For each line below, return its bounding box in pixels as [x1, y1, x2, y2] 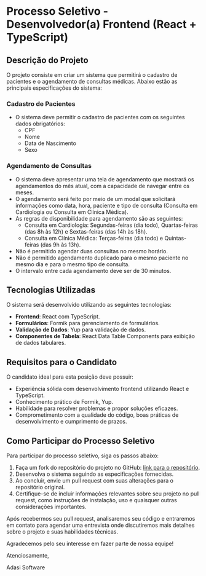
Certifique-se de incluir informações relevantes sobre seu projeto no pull [15, 490, 200, 497]
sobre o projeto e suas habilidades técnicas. [6, 528, 119, 535]
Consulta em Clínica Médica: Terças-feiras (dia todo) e [24, 234, 164, 242]
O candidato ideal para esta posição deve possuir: [6, 373, 134, 381]
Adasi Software [6, 564, 46, 571]
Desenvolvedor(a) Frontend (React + [6, 17, 197, 31]
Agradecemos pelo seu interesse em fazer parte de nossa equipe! [6, 540, 174, 548]
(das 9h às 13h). [40, 241, 81, 248]
